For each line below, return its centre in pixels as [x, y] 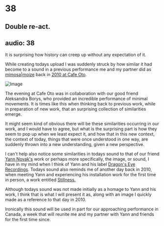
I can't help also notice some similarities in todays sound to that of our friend [82, 154]
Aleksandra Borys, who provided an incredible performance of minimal [76, 99]
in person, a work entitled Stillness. [40, 180]
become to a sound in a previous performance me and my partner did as [78, 69]
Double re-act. [28, 27]
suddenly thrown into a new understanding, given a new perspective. [75, 144]
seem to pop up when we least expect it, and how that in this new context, [80, 134]
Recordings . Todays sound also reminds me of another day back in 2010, [79, 169]
